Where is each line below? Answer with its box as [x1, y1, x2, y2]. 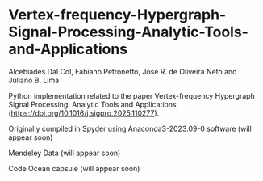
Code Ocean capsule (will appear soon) [8, 163, 140, 173]
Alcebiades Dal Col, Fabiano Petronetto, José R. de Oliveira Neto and [8, 66, 237, 76]
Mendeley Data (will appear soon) [8, 148, 121, 158]
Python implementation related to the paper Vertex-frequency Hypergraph [8, 90, 256, 100]
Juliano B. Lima [8, 75, 60, 85]
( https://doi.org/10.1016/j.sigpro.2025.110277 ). [8, 107, 160, 118]
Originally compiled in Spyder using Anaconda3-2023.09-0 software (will [8, 124, 252, 133]
